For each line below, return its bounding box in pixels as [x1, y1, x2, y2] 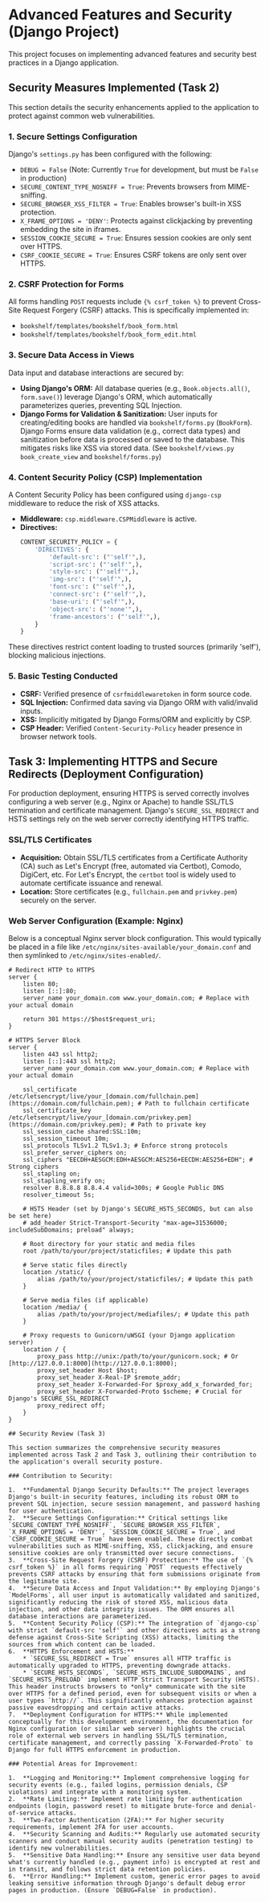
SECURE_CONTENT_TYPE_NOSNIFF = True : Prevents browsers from [19, 182, 226, 192]
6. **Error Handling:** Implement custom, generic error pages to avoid [8, 1872, 261, 1880]
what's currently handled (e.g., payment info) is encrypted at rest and [8, 1859, 261, 1867]
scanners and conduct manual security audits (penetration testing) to [8, 1837, 253, 1846]
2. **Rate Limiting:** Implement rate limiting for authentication [8, 1795, 243, 1803]
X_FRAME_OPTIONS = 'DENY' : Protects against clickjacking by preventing [19, 216, 253, 226]
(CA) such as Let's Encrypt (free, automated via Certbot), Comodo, [19, 861, 243, 870]
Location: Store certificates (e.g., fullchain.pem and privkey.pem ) [19, 886, 238, 896]
